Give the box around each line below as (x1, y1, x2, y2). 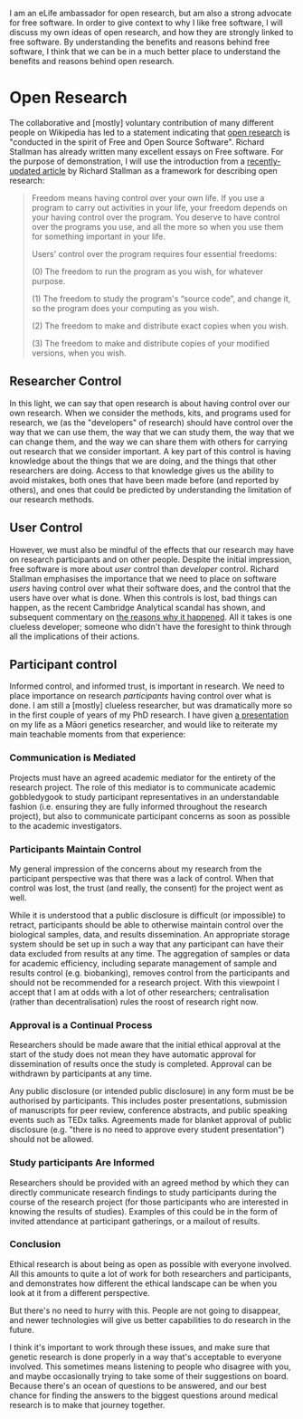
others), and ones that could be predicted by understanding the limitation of (9, 484, 292, 495)
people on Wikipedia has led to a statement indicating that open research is (9, 127, 291, 138)
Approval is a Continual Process (9, 1018, 153, 1031)
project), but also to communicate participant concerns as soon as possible (9, 810, 291, 822)
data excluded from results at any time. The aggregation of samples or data (9, 948, 291, 958)
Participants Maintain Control (9, 843, 142, 855)
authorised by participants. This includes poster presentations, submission (9, 1095, 288, 1107)
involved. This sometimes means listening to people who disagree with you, (9, 1361, 291, 1372)
